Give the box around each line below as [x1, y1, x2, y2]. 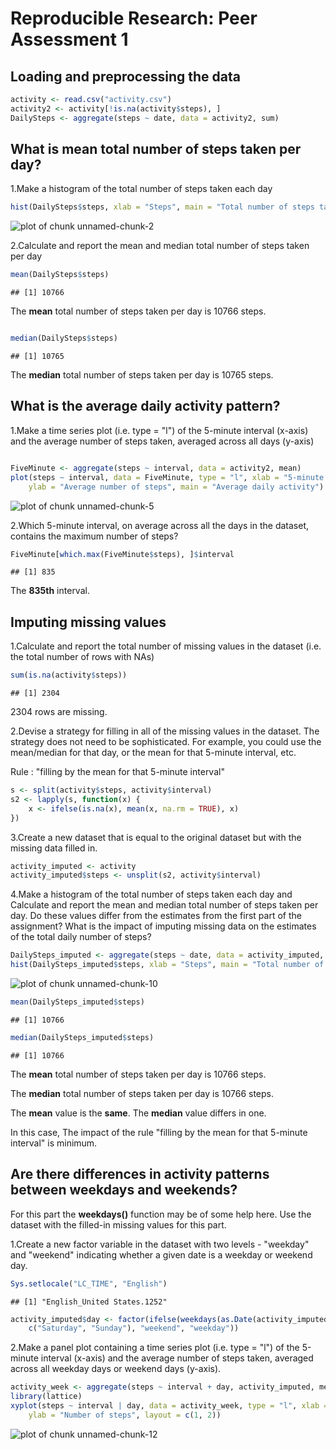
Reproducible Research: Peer [10, 7, 258, 30]
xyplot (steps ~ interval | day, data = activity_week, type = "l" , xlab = [10, 1401, 329, 1411]
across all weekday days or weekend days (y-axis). [10, 1363, 222, 1375]
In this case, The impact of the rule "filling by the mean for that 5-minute [10, 1126, 308, 1138]
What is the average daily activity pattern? [10, 398, 281, 415]
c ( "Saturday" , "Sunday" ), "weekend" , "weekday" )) [28, 1323, 240, 1334]
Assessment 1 [10, 28, 129, 51]
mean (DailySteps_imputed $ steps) [10, 997, 145, 1007]
